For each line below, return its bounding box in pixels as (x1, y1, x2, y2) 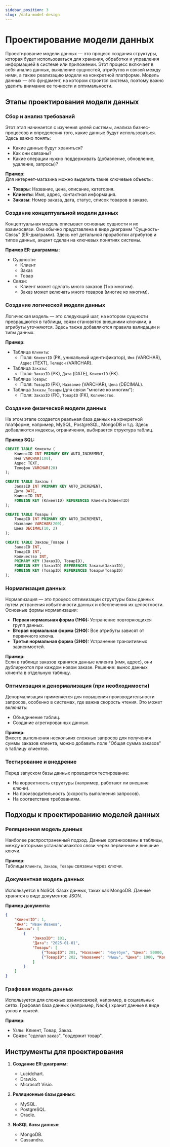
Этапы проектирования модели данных (5, 97, 139, 106)
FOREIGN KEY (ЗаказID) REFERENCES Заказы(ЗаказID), (14, 563, 125, 569)
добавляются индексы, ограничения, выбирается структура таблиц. (5, 427, 154, 433)
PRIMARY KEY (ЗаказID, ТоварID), (14, 559, 85, 564)
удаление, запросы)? (12, 161, 58, 167)
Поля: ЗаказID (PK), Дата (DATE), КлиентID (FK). (20, 370, 120, 376)
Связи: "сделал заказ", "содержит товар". (12, 1033, 103, 1039)
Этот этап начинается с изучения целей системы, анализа (5, 125, 132, 131)
